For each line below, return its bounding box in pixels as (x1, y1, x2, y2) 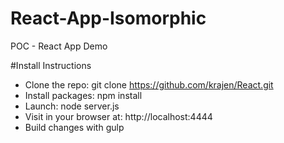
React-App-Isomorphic (10, 7, 207, 30)
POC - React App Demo (10, 40, 108, 52)
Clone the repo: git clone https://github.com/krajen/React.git (24, 78, 274, 91)
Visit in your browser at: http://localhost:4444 (24, 110, 213, 122)
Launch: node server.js (24, 100, 120, 112)
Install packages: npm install (24, 89, 143, 101)
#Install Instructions (10, 59, 92, 71)
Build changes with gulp (24, 121, 125, 133)
